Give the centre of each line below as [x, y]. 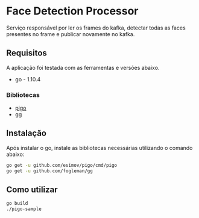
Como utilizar [32, 190]
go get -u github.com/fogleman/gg [50, 171]
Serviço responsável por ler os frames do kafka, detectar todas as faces [96, 28]
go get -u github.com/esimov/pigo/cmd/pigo [62, 165]
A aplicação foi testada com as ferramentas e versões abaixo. [83, 67]
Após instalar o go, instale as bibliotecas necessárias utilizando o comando [99, 148]
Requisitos [27, 53]
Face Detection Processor [72, 11]
